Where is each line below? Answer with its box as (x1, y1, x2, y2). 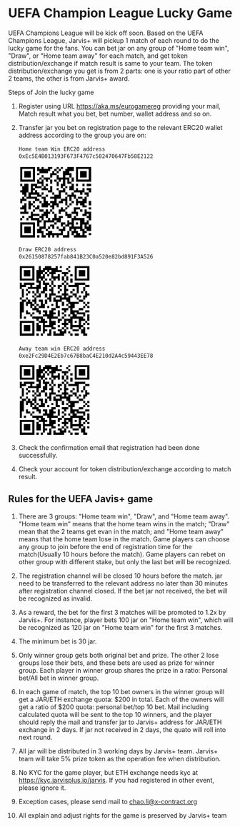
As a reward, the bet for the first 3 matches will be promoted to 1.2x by (18, 608, 226, 616)
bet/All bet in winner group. (18, 673, 99, 682)
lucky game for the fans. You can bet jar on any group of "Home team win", (8, 44, 229, 52)
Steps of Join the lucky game (8, 88, 94, 96)
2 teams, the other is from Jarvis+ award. (8, 74, 130, 83)
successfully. (18, 451, 58, 459)
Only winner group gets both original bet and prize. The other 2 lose (18, 651, 219, 659)
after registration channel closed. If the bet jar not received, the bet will (18, 586, 228, 595)
